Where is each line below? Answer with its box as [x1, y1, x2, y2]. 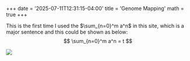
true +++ [6, 11, 28, 18]
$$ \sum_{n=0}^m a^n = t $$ [63, 38, 133, 44]
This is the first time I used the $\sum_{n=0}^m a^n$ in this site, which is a [6, 23, 185, 29]
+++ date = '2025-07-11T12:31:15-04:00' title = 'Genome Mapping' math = [6, 5, 185, 12]
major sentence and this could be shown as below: [6, 28, 128, 35]
